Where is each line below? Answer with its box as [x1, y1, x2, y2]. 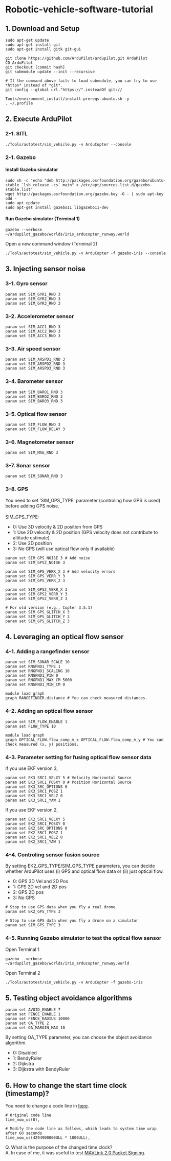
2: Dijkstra [12, 1061, 34, 1067]
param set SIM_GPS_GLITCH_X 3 [5, 609, 70, 614]
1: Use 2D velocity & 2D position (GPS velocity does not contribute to [12, 529, 158, 535]
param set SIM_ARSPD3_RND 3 [5, 366, 66, 371]
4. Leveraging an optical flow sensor [5, 632, 124, 641]
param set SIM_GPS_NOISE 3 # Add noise [5, 555, 91, 560]
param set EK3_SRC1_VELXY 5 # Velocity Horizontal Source [5, 776, 132, 781]
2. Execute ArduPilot [5, 115, 72, 124]
